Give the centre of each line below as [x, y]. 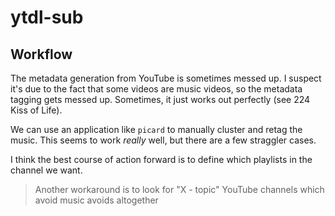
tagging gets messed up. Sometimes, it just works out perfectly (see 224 [160, 99]
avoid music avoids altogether [96, 200]
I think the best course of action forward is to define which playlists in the [161, 159]
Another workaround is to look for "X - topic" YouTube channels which [179, 189]
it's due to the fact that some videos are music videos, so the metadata [156, 89]
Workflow [41, 54]
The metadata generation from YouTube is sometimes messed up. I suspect [166, 78]
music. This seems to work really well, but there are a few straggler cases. [163, 140]
